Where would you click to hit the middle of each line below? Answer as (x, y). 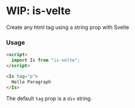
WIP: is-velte (39, 11)
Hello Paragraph (31, 82)
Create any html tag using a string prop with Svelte (68, 27)
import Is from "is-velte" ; (46, 60)
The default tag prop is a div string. (49, 99)
